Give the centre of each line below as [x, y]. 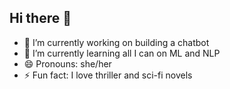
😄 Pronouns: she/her [67, 63]
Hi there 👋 [40, 18]
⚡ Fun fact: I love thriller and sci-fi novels [108, 75]
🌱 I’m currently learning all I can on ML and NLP [122, 53]
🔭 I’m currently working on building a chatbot [116, 42]
